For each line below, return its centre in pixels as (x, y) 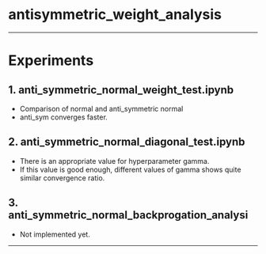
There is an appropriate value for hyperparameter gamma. (114, 161)
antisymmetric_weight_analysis (115, 15)
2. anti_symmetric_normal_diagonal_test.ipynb (127, 142)
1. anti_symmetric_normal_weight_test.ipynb (121, 90)
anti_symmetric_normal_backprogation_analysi (128, 215)
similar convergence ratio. (62, 178)
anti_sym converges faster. (64, 117)
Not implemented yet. (55, 234)
